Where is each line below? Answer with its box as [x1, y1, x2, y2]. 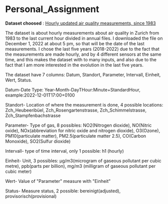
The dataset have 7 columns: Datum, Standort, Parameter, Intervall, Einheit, [5, 71, 161, 77]
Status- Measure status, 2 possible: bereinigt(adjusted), [5, 187, 121, 194]
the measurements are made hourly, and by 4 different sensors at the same [5, 51, 162, 57]
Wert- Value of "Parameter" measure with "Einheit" [5, 178, 111, 184]
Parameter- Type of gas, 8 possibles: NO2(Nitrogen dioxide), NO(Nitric [5, 122, 152, 128]
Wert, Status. [5, 77, 33, 83]
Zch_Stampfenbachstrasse [5, 112, 61, 119]
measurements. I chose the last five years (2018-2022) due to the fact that [5, 46, 159, 52]
